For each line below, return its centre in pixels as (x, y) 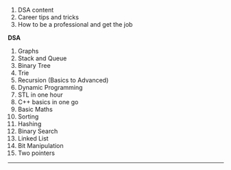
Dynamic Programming (50, 87)
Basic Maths (35, 109)
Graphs (28, 51)
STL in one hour (40, 95)
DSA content (36, 10)
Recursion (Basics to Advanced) (63, 80)
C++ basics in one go (48, 102)
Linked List (33, 138)
